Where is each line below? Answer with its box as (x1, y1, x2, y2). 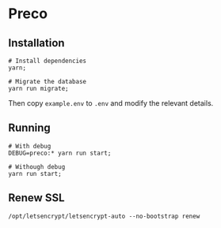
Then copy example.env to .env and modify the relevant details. (8, 99, 214, 107)
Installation (8, 36, 65, 50)
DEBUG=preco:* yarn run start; (8, 149, 112, 157)
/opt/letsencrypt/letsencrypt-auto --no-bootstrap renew (8, 212, 200, 220)
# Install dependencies (8, 57, 87, 65)
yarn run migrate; (8, 84, 69, 92)
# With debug (8, 142, 51, 150)
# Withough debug (8, 163, 66, 170)
